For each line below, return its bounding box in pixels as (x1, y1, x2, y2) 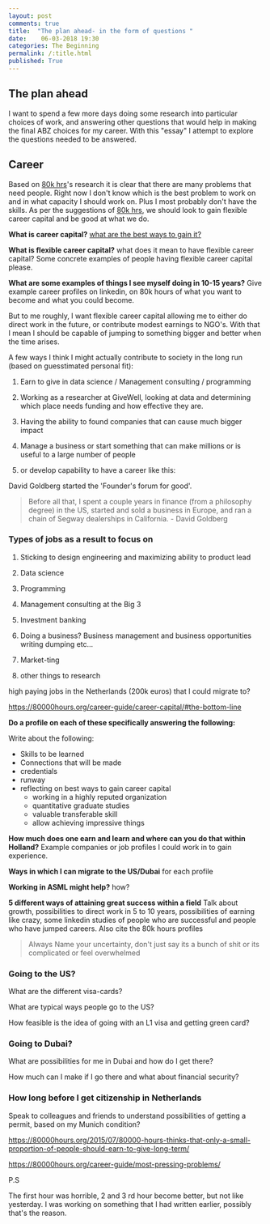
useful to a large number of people (19, 449, 136, 459)
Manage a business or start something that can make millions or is (19, 440, 241, 450)
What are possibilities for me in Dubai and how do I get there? (8, 1056, 214, 1066)
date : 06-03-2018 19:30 (8, 34, 99, 43)
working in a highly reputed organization (32, 792, 167, 801)
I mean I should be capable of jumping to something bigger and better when (8, 328, 262, 338)
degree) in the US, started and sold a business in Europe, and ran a (27, 505, 252, 515)
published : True (8, 57, 63, 66)
